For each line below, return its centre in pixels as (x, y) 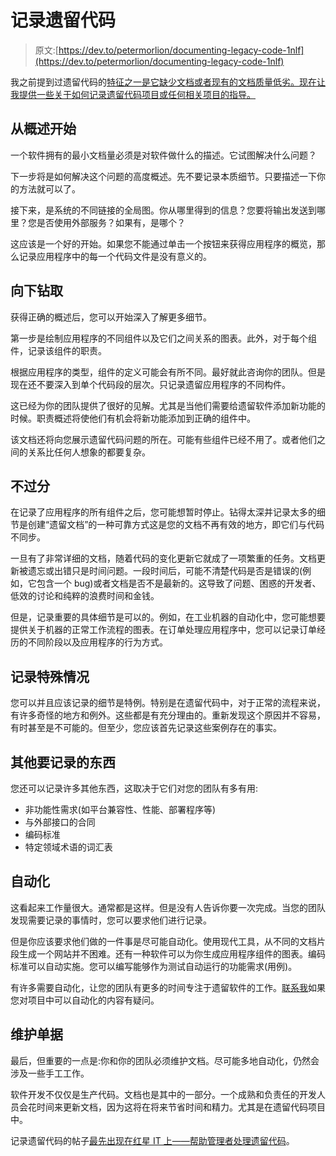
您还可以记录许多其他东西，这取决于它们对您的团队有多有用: (134, 788)
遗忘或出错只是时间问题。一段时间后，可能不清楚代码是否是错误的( (165, 571)
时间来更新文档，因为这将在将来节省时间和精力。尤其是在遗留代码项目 (181, 1107)
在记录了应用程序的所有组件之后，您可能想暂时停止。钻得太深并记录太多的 (163, 512)
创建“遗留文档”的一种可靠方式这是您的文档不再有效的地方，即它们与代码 (176, 525)
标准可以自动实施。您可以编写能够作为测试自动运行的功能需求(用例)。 (154, 966)
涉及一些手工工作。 (50, 1073)
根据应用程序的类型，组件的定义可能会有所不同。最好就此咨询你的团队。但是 (168, 372)
